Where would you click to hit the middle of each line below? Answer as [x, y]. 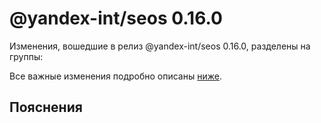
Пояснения [46, 107]
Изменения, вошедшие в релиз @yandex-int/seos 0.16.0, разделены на [160, 46]
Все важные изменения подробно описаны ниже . [115, 76]
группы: [26, 56]
